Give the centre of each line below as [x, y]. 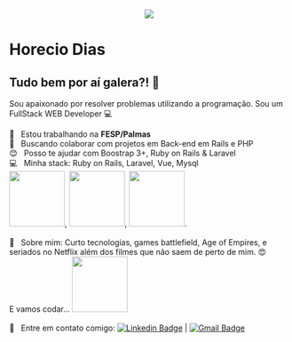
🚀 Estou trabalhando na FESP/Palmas [80, 134]
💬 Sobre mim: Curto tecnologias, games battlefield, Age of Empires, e [138, 243]
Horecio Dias [58, 50]
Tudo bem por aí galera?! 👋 [84, 82]
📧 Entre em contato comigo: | [99, 328]
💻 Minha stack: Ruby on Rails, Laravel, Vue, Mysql [104, 163]
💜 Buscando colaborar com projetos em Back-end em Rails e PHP [131, 144]
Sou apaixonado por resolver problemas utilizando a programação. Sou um [146, 104]
